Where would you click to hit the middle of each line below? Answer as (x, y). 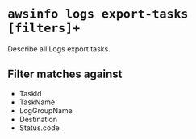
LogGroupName (46, 110)
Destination (38, 119)
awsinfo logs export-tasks (98, 14)
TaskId (30, 93)
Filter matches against (65, 74)
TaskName (37, 102)
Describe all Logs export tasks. (59, 49)
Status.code (39, 128)
